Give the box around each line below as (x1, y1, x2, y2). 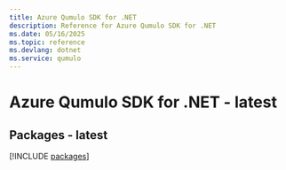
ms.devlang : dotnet (9, 46, 82, 55)
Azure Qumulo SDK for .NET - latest (9, 92, 278, 112)
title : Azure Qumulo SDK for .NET (9, 12, 138, 22)
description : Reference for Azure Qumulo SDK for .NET (9, 21, 217, 30)
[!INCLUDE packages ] (9, 151, 90, 161)
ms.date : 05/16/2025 (9, 29, 86, 38)
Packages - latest (9, 127, 108, 143)
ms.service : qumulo (9, 54, 82, 63)
